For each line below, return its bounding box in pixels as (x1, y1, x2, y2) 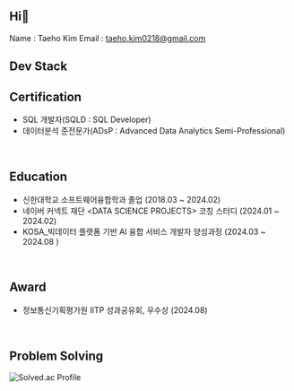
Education (9, 169, 68, 185)
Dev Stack (9, 59, 68, 74)
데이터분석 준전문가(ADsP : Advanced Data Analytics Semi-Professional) (22, 126, 286, 136)
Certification (9, 89, 82, 104)
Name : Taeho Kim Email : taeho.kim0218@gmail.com (9, 32, 206, 43)
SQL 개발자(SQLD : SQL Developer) (22, 114, 151, 126)
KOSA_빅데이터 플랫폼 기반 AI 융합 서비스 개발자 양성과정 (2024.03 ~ (22, 226, 266, 237)
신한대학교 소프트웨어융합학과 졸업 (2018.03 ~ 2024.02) (22, 194, 221, 204)
